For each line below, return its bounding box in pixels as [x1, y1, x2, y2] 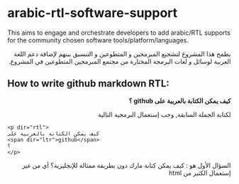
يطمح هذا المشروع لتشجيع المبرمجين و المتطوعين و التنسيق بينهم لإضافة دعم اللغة [13, 50, 231, 58]
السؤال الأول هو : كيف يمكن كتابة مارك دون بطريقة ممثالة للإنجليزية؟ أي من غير [22, 161, 231, 169]
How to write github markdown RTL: [7, 78, 170, 90]
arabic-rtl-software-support [7, 5, 178, 21]
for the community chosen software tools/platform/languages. [7, 35, 189, 44]
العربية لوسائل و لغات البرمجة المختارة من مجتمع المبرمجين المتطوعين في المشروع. [8, 57, 231, 65]
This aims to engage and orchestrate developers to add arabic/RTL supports [7, 28, 230, 37]
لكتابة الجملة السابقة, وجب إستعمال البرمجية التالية [98, 110, 231, 118]
